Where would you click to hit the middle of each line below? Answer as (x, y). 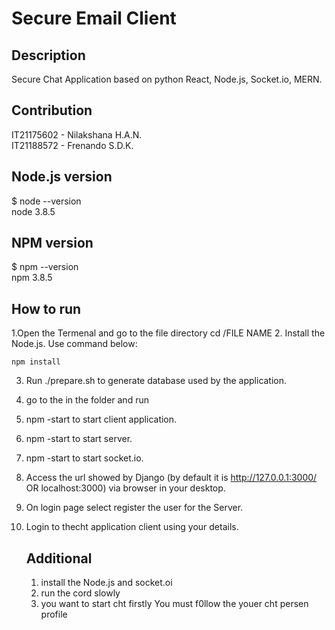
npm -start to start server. (79, 439)
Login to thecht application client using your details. (132, 527)
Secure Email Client (94, 18)
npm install (36, 362)
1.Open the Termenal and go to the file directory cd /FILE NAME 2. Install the (168, 333)
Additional (59, 558)
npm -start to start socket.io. (84, 458)
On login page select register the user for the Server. (134, 508)
